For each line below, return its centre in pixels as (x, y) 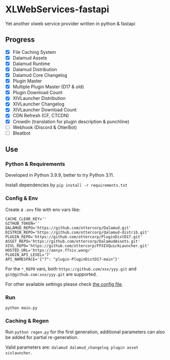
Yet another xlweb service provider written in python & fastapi (70, 24)
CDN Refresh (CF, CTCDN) (41, 116)
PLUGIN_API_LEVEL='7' (28, 255)
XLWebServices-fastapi (57, 9)
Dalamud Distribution (35, 69)
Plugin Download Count (38, 93)
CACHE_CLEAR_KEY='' (26, 219)
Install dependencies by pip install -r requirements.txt (66, 185)
